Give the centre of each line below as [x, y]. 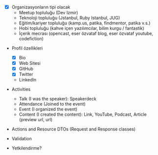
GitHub [26, 69]
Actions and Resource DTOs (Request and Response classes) [73, 129]
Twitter [26, 74]
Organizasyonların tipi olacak [41, 7]
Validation [22, 139]
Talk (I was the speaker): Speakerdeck [57, 99]
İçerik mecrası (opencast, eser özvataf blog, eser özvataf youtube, [86, 33]
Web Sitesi [30, 63]
